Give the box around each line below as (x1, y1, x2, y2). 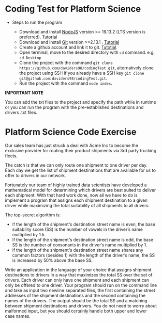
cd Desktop (19, 55, 42, 60)
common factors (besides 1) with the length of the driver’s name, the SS (12, 252, 155, 258)
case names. (5, 313, 30, 319)
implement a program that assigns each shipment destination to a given (5, 197, 147, 203)
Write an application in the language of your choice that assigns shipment (5, 267, 152, 273)
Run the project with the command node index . (19, 80, 112, 86)
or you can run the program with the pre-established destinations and (5, 104, 144, 110)
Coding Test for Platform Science (5, 3, 141, 15)
